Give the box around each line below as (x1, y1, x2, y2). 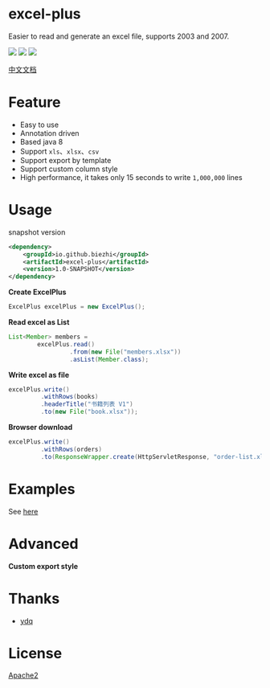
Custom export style (8, 561, 79, 571)
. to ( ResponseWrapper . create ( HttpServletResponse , (40, 453, 211, 461)
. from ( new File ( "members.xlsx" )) (69, 347, 182, 356)
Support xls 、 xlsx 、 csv (19, 146, 100, 156)
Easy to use (19, 120, 59, 129)
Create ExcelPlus (8, 287, 67, 297)
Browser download (8, 423, 73, 432)
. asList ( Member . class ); (69, 355, 149, 363)
